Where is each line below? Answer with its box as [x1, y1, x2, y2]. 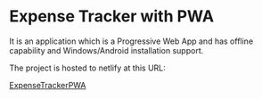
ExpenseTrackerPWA [9, 79, 86, 90]
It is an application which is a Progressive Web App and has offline [9, 36, 254, 46]
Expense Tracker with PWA [9, 6, 215, 27]
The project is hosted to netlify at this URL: [9, 62, 167, 73]
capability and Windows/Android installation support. [9, 45, 204, 55]
